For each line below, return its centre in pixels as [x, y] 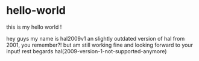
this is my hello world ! [34, 27]
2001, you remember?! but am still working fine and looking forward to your [99, 45]
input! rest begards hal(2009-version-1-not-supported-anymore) [87, 51]
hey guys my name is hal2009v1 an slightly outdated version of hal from [96, 38]
